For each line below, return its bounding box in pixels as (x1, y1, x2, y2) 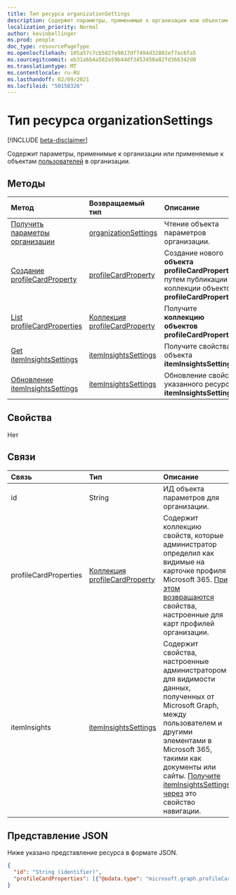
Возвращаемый (88, 199, 145, 208)
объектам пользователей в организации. (7, 157, 131, 165)
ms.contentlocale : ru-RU (7, 69, 80, 76)
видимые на (163, 557, 205, 567)
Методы (7, 177, 46, 189)
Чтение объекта (164, 219, 219, 229)
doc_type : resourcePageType (7, 43, 90, 50)
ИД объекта (163, 484, 205, 494)
